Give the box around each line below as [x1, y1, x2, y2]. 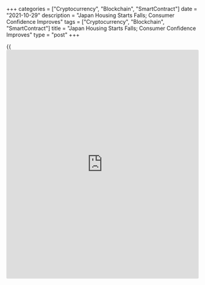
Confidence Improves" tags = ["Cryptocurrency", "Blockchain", [6, 18, 165, 25]
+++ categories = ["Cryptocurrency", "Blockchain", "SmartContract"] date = [6, 5, 198, 12]
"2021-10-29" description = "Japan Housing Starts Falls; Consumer [6, 12, 175, 19]
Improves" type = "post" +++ [6, 31, 80, 38]
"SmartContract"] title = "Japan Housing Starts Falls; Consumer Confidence [6, 24, 196, 32]
